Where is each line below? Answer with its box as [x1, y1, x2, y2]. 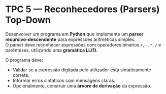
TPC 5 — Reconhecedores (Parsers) [5, 4, 160, 15]
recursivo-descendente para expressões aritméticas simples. [5, 36, 136, 42]
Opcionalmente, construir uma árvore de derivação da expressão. [12, 82, 151, 89]
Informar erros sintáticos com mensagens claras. [12, 77, 116, 83]
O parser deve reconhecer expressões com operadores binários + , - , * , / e [5, 41, 161, 48]
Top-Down [5, 14, 51, 26]
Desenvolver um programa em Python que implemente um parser [5, 31, 144, 37]
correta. [12, 72, 29, 78]
